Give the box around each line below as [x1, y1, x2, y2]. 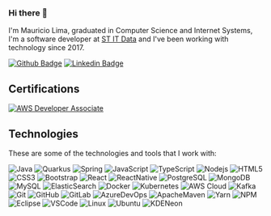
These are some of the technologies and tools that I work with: [8, 148, 217, 158]
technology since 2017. [8, 43, 85, 53]
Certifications [8, 82, 80, 95]
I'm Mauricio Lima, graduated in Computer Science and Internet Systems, [8, 26, 253, 36]
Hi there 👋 [8, 7, 49, 19]
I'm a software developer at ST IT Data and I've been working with [8, 34, 229, 44]
